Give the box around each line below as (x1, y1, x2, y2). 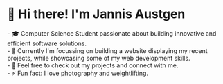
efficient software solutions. (7, 39, 87, 48)
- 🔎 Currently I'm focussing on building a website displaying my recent (7, 46, 208, 54)
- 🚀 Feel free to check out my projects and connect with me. (7, 61, 179, 70)
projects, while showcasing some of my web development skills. (7, 54, 190, 62)
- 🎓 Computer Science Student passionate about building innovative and (7, 29, 217, 37)
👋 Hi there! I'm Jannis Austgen (7, 6, 186, 22)
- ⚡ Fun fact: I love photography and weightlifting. (7, 69, 149, 77)
